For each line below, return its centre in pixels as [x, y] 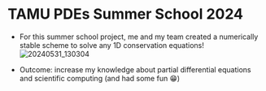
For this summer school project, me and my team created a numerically [139, 37]
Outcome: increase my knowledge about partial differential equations [135, 69]
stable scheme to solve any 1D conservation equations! [111, 45]
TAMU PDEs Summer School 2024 [126, 14]
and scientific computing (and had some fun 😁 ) [100, 78]
